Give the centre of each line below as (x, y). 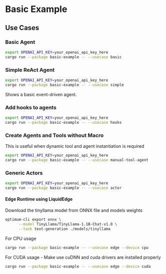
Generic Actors (24, 173)
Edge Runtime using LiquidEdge (39, 199)
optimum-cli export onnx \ (33, 220)
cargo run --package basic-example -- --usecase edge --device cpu (77, 247)
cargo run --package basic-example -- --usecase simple (64, 85)
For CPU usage (21, 238)
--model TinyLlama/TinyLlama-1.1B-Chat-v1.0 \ (68, 224)
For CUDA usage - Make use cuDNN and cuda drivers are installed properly (83, 257)
